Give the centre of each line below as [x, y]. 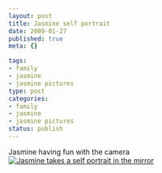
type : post [27, 91]
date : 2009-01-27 [38, 31]
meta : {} [23, 46]
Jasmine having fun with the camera [69, 152]
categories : [28, 98]
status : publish [36, 129]
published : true [36, 39]
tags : [17, 61]
